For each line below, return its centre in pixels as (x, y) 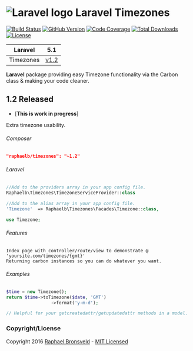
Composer (19, 138)
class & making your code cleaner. (48, 80)
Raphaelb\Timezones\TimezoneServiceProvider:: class (71, 193)
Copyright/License (34, 329)
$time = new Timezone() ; (36, 292)
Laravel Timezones (123, 13)
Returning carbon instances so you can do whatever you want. (84, 261)
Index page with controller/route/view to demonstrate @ (77, 251)
